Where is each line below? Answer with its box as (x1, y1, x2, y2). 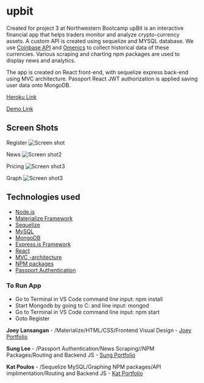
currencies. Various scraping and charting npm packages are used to (6, 50, 180, 57)
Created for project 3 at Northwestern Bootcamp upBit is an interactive (6, 24, 184, 32)
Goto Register (15, 315, 50, 322)
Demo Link (6, 105, 33, 112)
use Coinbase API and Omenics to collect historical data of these (6, 44, 169, 51)
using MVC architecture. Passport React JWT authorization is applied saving (6, 75, 198, 82)
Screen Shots (6, 123, 59, 133)
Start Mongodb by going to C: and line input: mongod (15, 301, 149, 309)
